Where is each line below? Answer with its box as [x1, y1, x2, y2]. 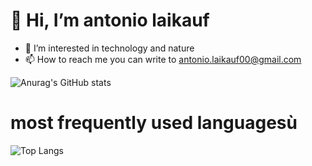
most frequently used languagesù [10, 112, 298, 134]
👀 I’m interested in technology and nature [24, 42, 195, 54]
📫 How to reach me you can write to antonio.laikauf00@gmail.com [24, 53, 302, 65]
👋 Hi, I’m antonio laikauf [10, 9, 210, 32]
